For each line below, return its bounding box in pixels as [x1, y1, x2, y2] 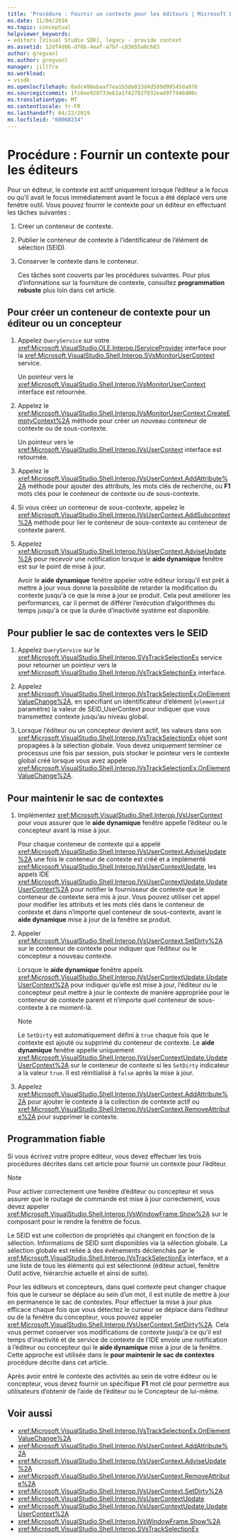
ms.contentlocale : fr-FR [7, 103, 81, 110]
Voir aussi [7, 1408, 52, 1420]
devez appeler [7, 1202, 50, 1210]
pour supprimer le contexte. [37, 1113, 119, 1121]
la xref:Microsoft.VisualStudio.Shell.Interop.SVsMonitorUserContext [17, 351, 215, 360]
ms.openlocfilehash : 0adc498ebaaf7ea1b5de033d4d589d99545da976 [7, 83, 198, 90]
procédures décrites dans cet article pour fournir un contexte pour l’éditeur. [7, 1159, 228, 1168]
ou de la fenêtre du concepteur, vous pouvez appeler [7, 1313, 163, 1321]
